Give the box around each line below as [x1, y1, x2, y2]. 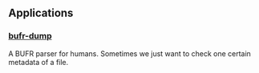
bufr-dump [8, 30, 52, 42]
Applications [8, 6, 74, 20]
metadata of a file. [8, 57, 69, 67]
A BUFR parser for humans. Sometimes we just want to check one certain [8, 48, 251, 59]
